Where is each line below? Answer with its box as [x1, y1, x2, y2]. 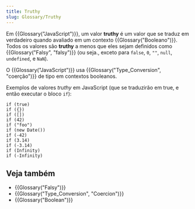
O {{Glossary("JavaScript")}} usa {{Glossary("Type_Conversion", [6, 66, 162, 73]
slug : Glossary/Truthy [6, 14, 61, 20]
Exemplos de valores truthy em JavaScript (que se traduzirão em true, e [6, 84, 179, 91]
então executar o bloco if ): [6, 90, 72, 97]
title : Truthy [6, 8, 41, 15]
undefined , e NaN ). [6, 55, 48, 62]
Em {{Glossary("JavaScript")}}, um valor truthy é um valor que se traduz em [6, 30, 189, 37]
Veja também [6, 168, 55, 179]
